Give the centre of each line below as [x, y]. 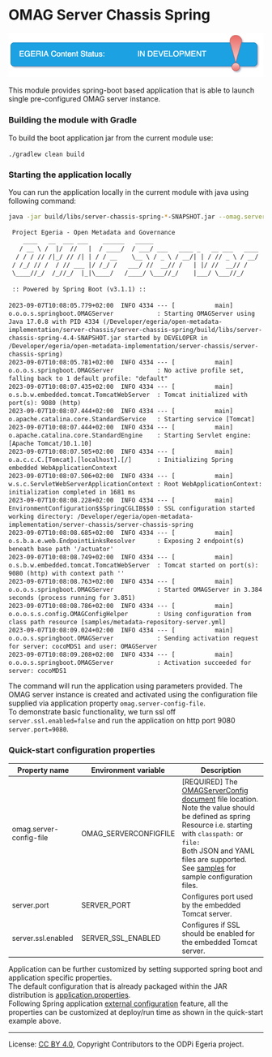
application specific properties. [60, 977]
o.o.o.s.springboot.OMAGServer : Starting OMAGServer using [132, 313]
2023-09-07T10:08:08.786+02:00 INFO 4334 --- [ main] [121, 606]
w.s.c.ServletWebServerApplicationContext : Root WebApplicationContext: [136, 484]
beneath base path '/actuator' [61, 549]
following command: [42, 201]
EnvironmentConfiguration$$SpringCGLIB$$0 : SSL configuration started [132, 508]
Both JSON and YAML [218, 851]
